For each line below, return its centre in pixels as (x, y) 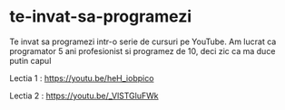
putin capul (30, 60)
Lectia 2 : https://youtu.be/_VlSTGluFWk (84, 96)
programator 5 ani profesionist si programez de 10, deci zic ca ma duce (142, 50)
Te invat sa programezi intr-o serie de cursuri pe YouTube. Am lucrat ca (143, 41)
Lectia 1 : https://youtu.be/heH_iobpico (82, 78)
